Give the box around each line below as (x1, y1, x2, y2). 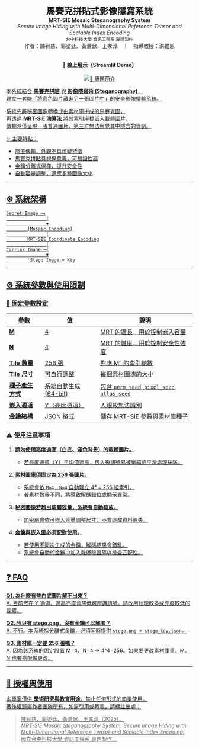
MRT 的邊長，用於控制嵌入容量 (100, 328, 187, 336)
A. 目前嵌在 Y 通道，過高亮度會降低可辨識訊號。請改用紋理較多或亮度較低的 (6, 599, 191, 606)
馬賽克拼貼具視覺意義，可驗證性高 (14, 155, 98, 162)
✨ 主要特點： (6, 135, 38, 142)
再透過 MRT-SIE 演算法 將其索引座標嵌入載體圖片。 (6, 115, 131, 122)
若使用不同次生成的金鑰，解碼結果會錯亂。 (23, 541, 128, 548)
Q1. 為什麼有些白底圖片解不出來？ (6, 592, 88, 599)
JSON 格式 (44, 412, 75, 420)
